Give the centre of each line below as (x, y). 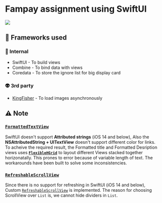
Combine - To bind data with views (47, 68)
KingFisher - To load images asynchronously (57, 98)
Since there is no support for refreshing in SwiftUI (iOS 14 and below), (75, 185)
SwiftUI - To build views (36, 62)
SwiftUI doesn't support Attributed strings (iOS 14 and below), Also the (77, 137)
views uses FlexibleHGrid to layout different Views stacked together (74, 152)
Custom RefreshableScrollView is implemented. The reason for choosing (79, 190)
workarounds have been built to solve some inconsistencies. (66, 163)
